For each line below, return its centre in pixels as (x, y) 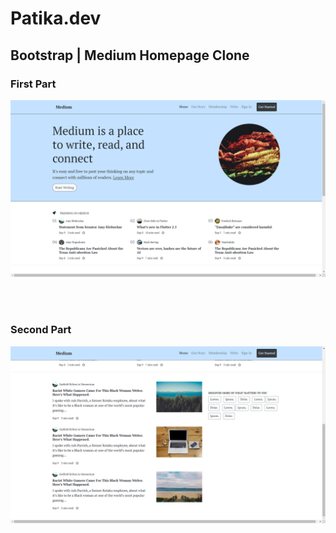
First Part (33, 84)
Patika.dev (56, 18)
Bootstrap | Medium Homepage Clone (130, 55)
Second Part (41, 330)
